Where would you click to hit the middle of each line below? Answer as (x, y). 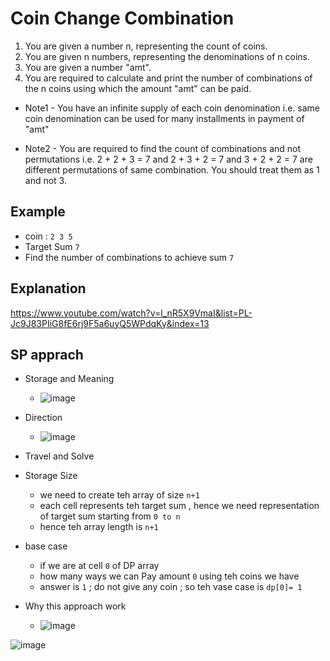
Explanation (48, 288)
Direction (43, 418)
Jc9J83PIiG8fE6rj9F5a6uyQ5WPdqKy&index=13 (110, 323)
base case (46, 546)
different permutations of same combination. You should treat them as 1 (172, 169)
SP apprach (47, 354)
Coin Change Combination (122, 18)
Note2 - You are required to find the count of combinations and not (163, 148)
